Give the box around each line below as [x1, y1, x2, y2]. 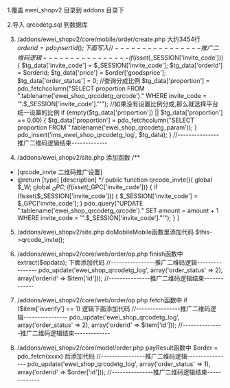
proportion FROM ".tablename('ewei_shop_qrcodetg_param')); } [16, 123, 198, 132]
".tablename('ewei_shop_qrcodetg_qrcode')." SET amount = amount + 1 [16, 206, 219, 215]
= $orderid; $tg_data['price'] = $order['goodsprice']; [16, 68, 166, 77]
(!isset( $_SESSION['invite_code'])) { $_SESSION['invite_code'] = [16, 191, 198, 200]
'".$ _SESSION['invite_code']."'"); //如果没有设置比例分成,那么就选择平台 [16, 99, 218, 108]
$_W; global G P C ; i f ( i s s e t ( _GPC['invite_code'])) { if [16, 182, 158, 193]
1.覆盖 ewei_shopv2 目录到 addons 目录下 [7, 6, 125, 14]
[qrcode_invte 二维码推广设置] [16, 167, 103, 176]
